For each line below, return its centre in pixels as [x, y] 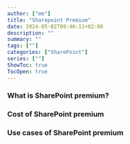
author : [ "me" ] [29, 13]
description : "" [30, 33]
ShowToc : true [28, 65]
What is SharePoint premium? [58, 96]
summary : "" [24, 39]
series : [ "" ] [26, 59]
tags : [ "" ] [23, 46]
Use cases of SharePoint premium [65, 133]
